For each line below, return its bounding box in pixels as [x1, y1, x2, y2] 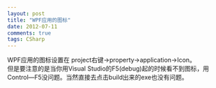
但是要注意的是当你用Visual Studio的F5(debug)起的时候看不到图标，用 [7, 64, 209, 73]
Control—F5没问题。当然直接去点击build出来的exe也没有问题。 [7, 73, 188, 82]
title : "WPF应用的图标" [7, 17, 71, 24]
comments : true [7, 29, 52, 37]
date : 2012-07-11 [7, 23, 58, 30]
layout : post [7, 10, 45, 17]
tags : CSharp [7, 36, 45, 43]
